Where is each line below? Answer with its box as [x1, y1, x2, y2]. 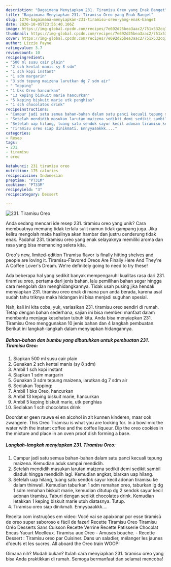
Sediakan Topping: [13, 383, 53, 389]
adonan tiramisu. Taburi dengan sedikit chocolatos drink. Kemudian [13, 493, 154, 499]
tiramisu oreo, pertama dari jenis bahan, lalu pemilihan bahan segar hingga [6, 278, 162, 284]
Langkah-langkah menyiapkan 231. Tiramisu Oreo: [6, 442, 116, 448]
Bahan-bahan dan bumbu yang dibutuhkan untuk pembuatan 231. [6, 337, 149, 343]
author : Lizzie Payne [6, 41, 52, 46]
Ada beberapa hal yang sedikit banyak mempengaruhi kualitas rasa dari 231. [6, 272, 165, 278]
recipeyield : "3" [6, 187, 43, 193]
